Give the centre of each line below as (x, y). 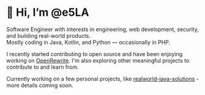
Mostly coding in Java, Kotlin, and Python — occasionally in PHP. (88, 42)
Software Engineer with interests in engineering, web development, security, (102, 29)
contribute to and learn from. (43, 67)
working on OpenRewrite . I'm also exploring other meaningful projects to (98, 60)
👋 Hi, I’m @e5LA (48, 12)
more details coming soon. (40, 85)
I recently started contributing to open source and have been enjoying (95, 54)
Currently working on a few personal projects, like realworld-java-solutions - (102, 79)
